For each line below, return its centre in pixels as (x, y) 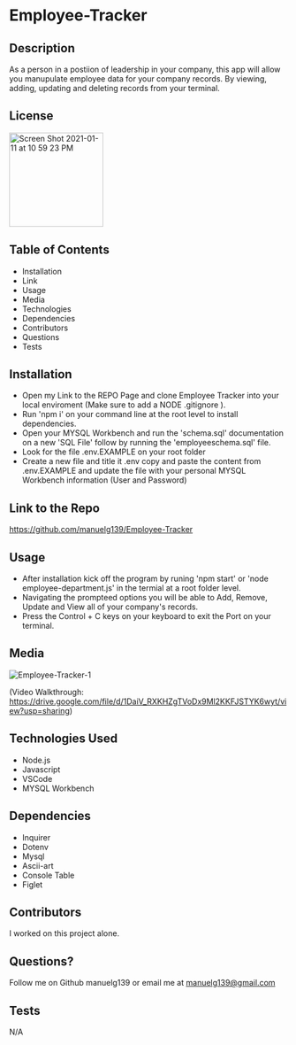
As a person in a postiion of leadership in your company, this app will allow (145, 69)
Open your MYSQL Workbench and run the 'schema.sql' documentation (153, 433)
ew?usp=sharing (40, 710)
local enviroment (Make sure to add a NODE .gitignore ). (124, 405)
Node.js (36, 760)
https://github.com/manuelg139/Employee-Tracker (101, 530)
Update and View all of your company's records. (110, 607)
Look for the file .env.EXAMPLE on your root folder (114, 452)
